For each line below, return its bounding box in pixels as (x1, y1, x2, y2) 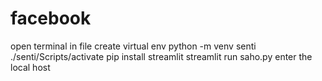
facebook (10, 7, 92, 30)
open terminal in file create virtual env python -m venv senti (10, 40, 257, 52)
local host (10, 61, 51, 73)
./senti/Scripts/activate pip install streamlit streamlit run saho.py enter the (10, 50, 313, 62)
